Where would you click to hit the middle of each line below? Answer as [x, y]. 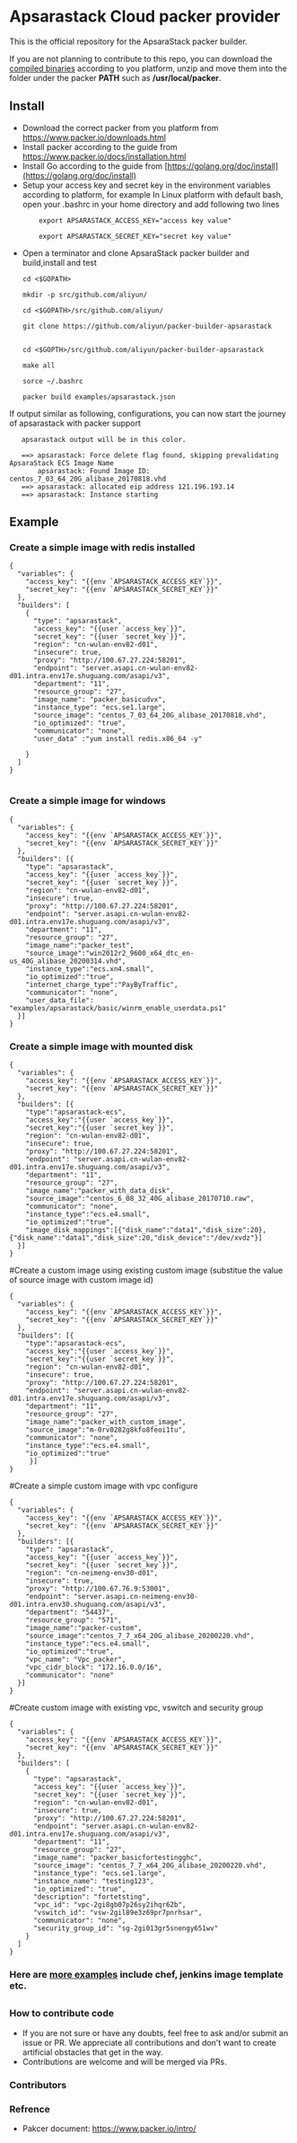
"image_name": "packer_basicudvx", [100, 700]
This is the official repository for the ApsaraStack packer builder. [129, 41]
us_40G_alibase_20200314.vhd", [68, 961]
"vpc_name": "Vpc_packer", [76, 1660]
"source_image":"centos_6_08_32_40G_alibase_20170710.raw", [140, 1199]
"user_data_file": [60, 1000]
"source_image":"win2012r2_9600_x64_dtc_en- [110, 953]
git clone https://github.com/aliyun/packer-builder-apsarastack [147, 326]
